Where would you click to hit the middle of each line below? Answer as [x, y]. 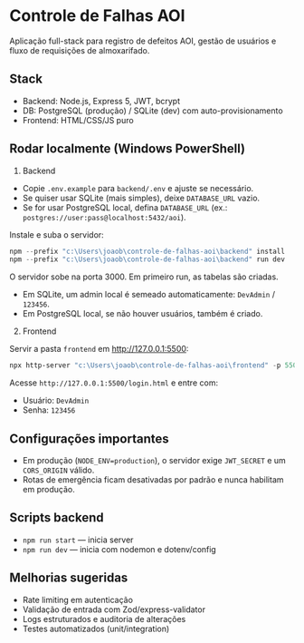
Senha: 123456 [49, 410]
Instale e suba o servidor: [57, 234]
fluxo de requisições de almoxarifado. [80, 50]
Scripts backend [57, 518]
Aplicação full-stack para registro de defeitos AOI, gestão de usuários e [143, 41]
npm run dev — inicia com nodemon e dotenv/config [119, 549]
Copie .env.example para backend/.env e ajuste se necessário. [138, 188]
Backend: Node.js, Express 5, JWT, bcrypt [101, 101]
